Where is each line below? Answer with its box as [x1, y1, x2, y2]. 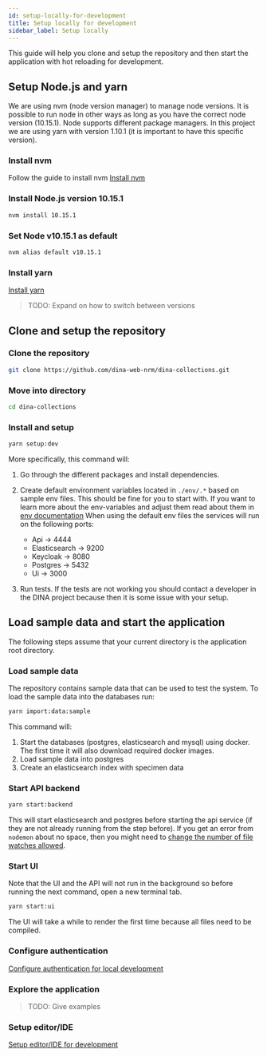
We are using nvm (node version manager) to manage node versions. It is [8, 101, 249, 111]
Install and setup [8, 422, 74, 433]
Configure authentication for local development [8, 964, 163, 973]
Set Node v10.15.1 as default [8, 230, 118, 241]
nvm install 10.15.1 [8, 211, 77, 220]
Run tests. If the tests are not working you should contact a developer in [19, 584, 257, 594]
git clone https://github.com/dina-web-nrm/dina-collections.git [8, 366, 230, 374]
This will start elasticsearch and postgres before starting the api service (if [8, 815, 253, 825]
